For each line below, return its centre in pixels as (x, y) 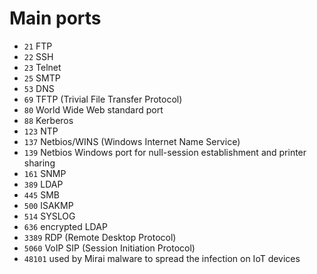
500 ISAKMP (48, 205)
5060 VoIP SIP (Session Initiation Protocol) (109, 248)
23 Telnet (42, 67)
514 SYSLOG (49, 216)
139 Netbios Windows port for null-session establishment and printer (165, 152)
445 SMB (42, 194)
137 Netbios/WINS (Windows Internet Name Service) (132, 141)
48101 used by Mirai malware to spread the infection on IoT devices (162, 258)
